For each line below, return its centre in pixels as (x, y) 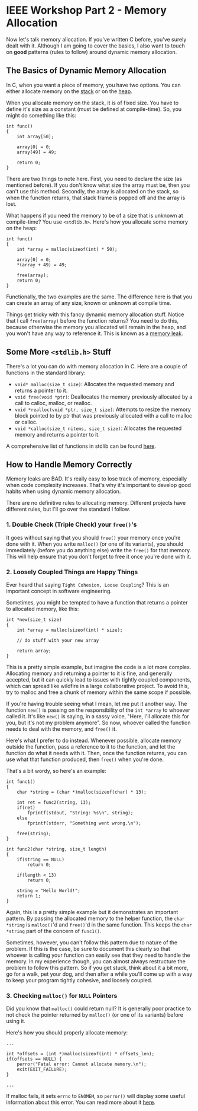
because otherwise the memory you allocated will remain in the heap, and (96, 327)
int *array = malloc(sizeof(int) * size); (70, 630)
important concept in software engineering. (59, 591)
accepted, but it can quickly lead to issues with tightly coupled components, (99, 679)
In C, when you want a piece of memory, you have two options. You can (94, 85)
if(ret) (26, 807)
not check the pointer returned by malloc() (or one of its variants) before (95, 1015)
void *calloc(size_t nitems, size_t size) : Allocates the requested (98, 428)
